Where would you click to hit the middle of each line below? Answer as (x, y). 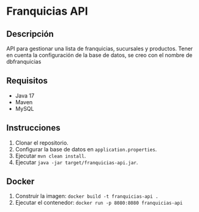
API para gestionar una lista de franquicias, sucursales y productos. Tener (99, 48)
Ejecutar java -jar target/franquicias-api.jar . (77, 162)
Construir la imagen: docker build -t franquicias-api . (87, 196)
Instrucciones (33, 128)
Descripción (30, 34)
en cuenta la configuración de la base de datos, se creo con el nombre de (99, 55)
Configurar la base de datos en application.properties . (86, 149)
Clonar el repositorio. (42, 143)
